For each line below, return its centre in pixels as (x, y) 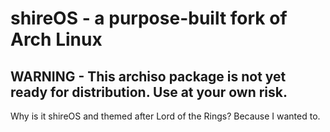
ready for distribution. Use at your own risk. (149, 92)
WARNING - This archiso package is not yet (148, 76)
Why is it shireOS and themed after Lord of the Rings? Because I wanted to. (165, 116)
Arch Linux (56, 39)
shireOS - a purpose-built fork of (149, 18)
